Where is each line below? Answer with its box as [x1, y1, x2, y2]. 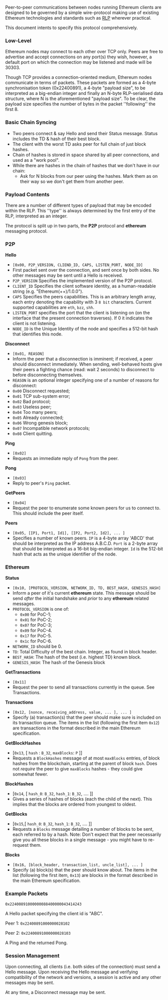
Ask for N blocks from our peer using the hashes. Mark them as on [20, 173, 158, 179]
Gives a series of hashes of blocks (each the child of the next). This [12, 796, 152, 802]
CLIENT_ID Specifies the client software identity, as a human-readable [12, 283, 156, 289]
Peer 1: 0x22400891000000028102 [5, 920, 70, 926]
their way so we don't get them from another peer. [20, 178, 124, 184]
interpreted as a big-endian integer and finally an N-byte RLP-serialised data [5, 90, 163, 96]
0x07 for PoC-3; [20, 622, 53, 628]
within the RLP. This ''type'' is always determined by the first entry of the [5, 207, 156, 213]
